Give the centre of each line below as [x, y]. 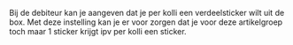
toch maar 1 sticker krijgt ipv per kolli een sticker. [98, 31]
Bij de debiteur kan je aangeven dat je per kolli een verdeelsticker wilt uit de [147, 13]
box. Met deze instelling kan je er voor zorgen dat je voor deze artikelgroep [146, 22]
